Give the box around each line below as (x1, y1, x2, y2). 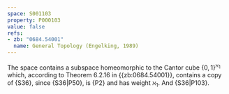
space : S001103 (7, 10, 52, 17)
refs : (7, 29, 23, 37)
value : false (7, 23, 45, 30)
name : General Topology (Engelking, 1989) (13, 42, 139, 49)
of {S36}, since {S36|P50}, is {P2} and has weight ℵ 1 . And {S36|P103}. (7, 78, 209, 88)
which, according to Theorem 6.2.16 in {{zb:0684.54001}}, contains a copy (7, 70, 222, 79)
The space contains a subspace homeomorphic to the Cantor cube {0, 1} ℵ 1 (7, 62, 221, 72)
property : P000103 (7, 17, 61, 24)
